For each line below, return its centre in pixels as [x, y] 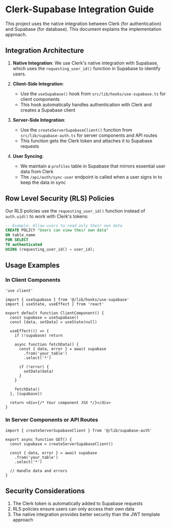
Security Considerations [45, 491]
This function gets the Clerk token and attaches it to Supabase [86, 141]
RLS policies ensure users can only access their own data [73, 509]
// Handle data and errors [39, 471]
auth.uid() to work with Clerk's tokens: [47, 216]
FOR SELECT [17, 240]
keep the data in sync [43, 182]
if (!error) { [34, 367]
